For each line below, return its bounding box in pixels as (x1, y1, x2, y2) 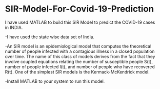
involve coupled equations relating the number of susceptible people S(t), (5, 59, 153, 64)
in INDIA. (5, 24, 23, 30)
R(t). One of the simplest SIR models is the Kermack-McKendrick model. (5, 69, 150, 74)
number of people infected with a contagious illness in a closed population (5, 48, 155, 54)
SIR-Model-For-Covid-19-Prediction (5, 3, 154, 15)
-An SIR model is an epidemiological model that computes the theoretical (5, 43, 152, 49)
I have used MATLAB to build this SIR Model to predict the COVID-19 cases (5, 19, 155, 25)
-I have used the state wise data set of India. (5, 34, 95, 40)
